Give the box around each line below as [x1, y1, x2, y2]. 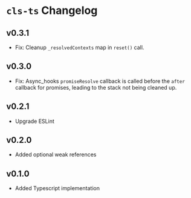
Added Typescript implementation [15, 185, 100, 192]
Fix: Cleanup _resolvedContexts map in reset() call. [15, 44, 144, 51]
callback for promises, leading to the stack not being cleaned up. [15, 84, 177, 91]
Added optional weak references [15, 151, 97, 158]
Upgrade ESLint [15, 117, 54, 125]
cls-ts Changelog [6, 4, 98, 18]
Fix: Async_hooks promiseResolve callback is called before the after [15, 77, 186, 85]
